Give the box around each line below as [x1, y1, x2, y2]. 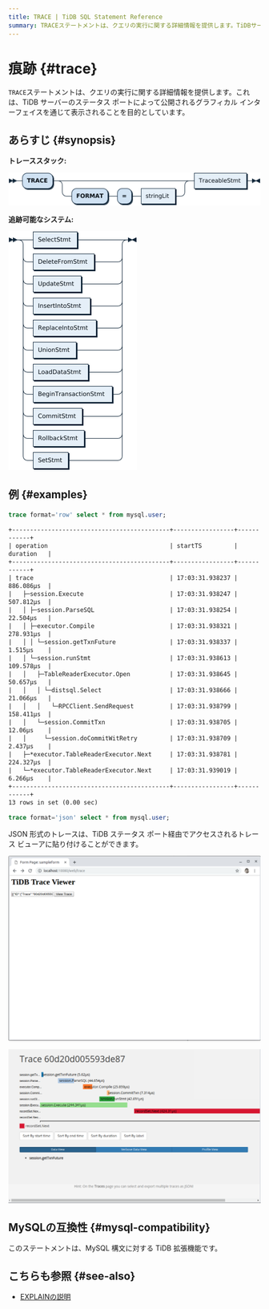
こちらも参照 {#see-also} [8, 1269, 136, 1283]
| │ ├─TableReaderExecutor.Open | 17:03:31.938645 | [8, 671, 239, 679]
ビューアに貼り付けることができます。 [17, 839, 143, 849]
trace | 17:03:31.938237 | [15, 574, 239, 582]
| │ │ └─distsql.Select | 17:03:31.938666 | [8, 687, 239, 695]
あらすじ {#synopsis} [8, 133, 116, 147]
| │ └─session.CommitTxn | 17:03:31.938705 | [8, 719, 239, 727]
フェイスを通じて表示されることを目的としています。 [14, 107, 190, 117]
